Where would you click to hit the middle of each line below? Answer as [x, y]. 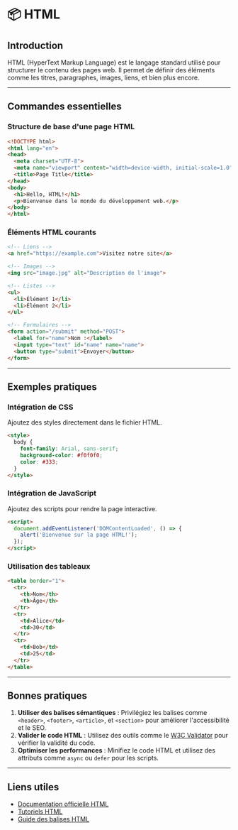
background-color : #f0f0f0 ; [61, 455]
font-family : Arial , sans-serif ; [69, 449]
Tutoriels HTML [40, 812]
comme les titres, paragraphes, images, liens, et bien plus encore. [103, 77]
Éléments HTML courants [52, 232]
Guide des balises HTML [53, 819]
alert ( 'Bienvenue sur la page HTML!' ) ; [79, 535]
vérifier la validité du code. [56, 743]
